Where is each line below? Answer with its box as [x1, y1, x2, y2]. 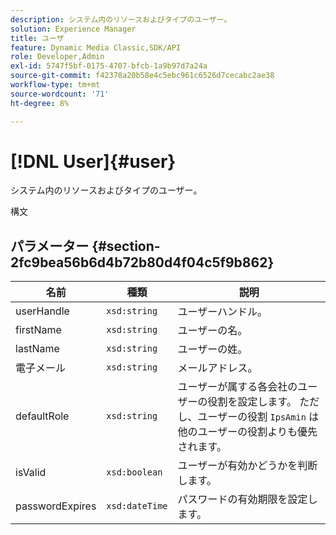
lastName [15, 342, 60, 356]
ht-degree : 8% [10, 98, 70, 108]
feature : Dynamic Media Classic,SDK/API [10, 42, 182, 53]
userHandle [15, 304, 70, 318]
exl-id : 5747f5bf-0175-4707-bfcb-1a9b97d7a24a [10, 61, 208, 71]
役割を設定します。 [207, 395, 297, 409]
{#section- [91, 237, 161, 255]
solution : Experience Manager [10, 24, 137, 34]
